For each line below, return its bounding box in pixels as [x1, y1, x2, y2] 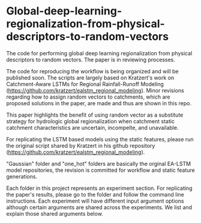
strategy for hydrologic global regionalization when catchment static [6, 117, 175, 124]
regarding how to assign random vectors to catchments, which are [6, 93, 171, 100]
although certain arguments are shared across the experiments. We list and [6, 203, 193, 211]
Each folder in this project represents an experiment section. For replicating [6, 185, 193, 192]
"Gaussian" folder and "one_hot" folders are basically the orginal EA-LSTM [6, 160, 191, 167]
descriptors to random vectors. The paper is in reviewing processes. [6, 56, 176, 63]
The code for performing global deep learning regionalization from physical [6, 49, 193, 57]
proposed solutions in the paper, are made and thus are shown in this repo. [6, 99, 192, 106]
